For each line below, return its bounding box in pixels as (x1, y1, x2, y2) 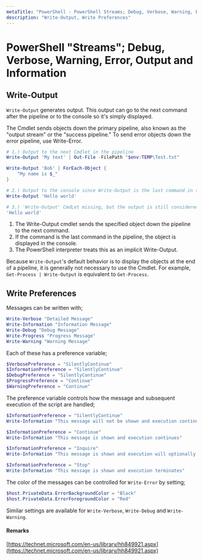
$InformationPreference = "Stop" (6, 462, 91, 468)
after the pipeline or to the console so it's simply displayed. (6, 112, 153, 120)
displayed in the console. (14, 240, 77, 247)
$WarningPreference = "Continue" (6, 384, 91, 390)
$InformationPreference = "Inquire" (6, 445, 98, 452)
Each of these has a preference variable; (6, 349, 108, 356)
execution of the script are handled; (6, 401, 95, 408)
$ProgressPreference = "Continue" (6, 378, 94, 384)
